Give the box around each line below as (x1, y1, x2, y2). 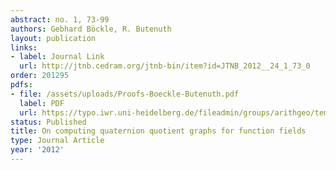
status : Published (10, 117, 87, 127)
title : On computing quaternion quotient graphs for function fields (10, 126, 307, 136)
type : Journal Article (10, 136, 105, 146)
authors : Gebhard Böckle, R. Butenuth (10, 24, 172, 34)
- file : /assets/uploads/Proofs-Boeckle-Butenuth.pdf (10, 89, 240, 99)
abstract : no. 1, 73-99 (10, 14, 110, 25)
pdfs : (10, 80, 33, 90)
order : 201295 (10, 71, 70, 81)
